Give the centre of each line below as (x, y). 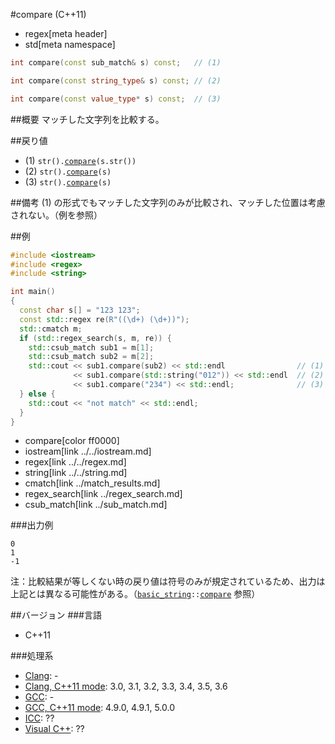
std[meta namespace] (70, 44)
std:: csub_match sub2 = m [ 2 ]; (91, 357)
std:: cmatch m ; (51, 329)
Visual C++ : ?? (54, 729)
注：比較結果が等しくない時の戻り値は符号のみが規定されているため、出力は (168, 581)
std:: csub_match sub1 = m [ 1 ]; (91, 347)
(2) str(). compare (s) (68, 171)
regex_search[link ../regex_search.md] (103, 494)
